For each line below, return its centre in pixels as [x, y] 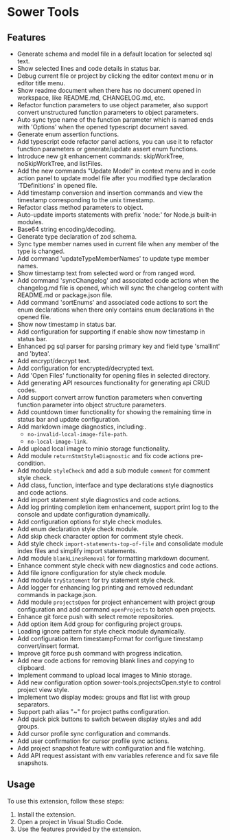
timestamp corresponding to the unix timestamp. [86, 200]
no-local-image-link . [57, 441]
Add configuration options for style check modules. [90, 521]
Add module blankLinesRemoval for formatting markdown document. [113, 558]
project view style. [43, 690]
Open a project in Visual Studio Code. [70, 821]
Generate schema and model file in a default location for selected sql [115, 54]
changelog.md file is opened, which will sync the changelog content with [120, 288]
